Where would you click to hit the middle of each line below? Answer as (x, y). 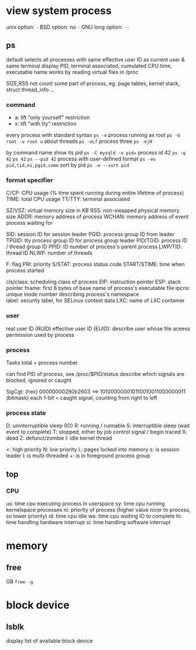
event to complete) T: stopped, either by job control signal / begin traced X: (97, 432)
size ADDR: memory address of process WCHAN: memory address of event (97, 217)
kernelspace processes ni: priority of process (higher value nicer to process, (98, 509)
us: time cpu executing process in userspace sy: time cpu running (85, 503)
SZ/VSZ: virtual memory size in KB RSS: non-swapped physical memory (93, 211)
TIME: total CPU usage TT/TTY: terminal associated (68, 199)
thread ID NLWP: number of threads (49, 253)
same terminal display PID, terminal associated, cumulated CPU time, (89, 66)
